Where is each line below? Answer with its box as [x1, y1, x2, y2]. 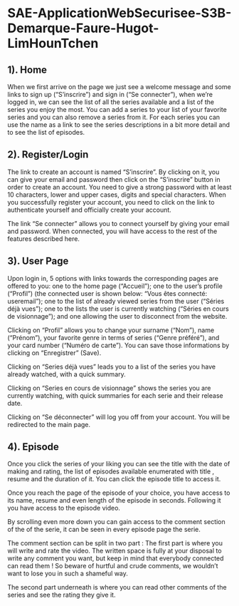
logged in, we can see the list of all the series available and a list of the [7, 98, 215, 106]
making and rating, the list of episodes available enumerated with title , [7, 467, 215, 476]
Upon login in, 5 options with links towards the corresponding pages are [7, 274, 219, 282]
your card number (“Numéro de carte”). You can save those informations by [7, 341, 230, 349]
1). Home [7, 63, 48, 76]
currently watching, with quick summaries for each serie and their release [7, 391, 223, 400]
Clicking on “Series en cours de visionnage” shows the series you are [7, 384, 211, 392]
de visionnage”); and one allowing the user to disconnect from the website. [7, 312, 228, 320]
